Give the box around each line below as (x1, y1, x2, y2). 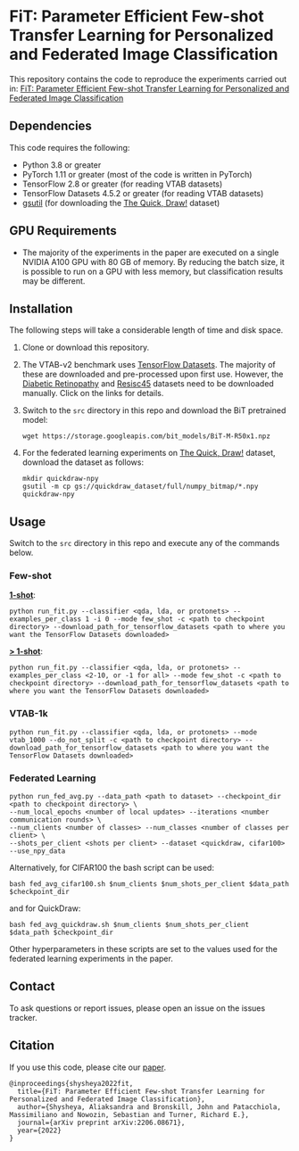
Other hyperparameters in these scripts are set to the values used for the (9, 944, 278, 955)
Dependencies (9, 119, 92, 134)
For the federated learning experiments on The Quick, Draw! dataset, (21, 448, 276, 459)
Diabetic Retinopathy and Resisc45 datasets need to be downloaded (21, 378, 274, 389)
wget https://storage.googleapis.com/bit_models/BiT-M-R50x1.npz (21, 432, 270, 441)
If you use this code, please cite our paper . (9, 1062, 167, 1072)
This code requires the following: (9, 142, 130, 153)
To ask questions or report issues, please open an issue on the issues (9, 1002, 266, 1014)
